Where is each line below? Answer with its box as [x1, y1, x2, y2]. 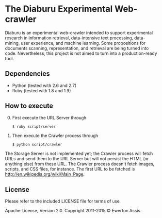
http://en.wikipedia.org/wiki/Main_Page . [5, 171, 85, 177]
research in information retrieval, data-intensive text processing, [5, 35, 133, 41]
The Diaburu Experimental [5, 3, 113, 15]
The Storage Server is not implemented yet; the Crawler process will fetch [5, 151, 153, 156]
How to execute [5, 102, 53, 110]
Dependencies [5, 69, 50, 78]
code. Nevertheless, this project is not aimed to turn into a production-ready [5, 50, 158, 56]
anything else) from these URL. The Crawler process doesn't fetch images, [5, 161, 155, 167]
